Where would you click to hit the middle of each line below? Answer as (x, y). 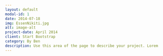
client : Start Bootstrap (30, 37)
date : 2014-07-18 (23, 19)
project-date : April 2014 (31, 32)
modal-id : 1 (17, 14)
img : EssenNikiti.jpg (27, 23)
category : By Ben (23, 41)
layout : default (21, 9)
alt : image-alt (20, 28)
